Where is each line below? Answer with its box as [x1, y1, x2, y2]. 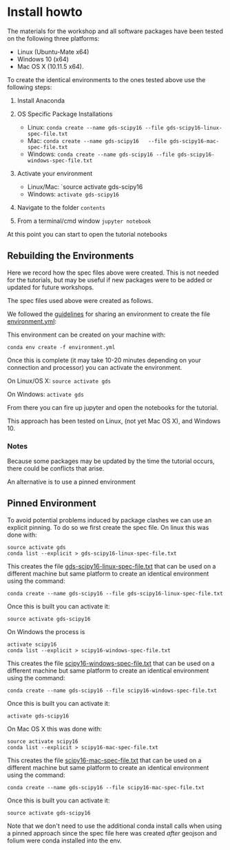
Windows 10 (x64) [17, 55, 69, 63]
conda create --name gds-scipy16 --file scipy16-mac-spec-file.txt [7, 784, 205, 791]
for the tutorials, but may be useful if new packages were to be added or [7, 275, 213, 284]
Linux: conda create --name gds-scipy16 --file [27, 123, 164, 131]
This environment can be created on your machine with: [7, 330, 166, 339]
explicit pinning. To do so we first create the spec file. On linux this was [7, 523, 209, 531]
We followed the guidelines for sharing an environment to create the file [7, 310, 211, 318]
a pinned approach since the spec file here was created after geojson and [7, 829, 217, 837]
